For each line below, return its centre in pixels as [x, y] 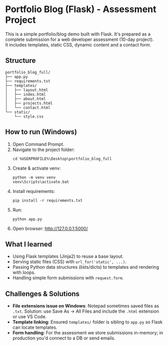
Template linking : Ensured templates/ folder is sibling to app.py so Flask [88, 322]
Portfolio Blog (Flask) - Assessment [81, 9]
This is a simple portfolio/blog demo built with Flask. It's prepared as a [78, 34]
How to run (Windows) [41, 132]
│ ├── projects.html [29, 103]
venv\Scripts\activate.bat [41, 182]
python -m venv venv [34, 177]
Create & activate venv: [37, 168]
